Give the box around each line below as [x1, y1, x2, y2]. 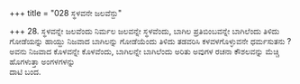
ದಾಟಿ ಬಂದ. [9, 67, 41, 77]
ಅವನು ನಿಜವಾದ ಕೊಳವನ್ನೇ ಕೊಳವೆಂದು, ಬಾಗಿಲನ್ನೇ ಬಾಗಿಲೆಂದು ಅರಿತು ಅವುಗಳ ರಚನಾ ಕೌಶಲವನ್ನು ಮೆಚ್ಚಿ [9, 46, 280, 57]
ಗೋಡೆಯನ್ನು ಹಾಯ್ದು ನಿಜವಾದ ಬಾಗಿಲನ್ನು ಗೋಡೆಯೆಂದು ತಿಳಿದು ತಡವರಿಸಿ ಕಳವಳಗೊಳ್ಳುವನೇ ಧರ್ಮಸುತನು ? [9, 36, 292, 46]
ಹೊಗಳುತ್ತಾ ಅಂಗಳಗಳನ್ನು [9, 56, 76, 67]
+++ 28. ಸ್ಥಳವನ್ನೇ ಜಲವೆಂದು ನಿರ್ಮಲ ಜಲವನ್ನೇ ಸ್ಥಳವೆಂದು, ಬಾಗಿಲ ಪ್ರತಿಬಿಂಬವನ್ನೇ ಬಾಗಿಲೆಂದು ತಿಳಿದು [9, 26, 280, 36]
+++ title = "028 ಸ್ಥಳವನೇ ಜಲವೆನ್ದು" [9, 8, 123, 18]
